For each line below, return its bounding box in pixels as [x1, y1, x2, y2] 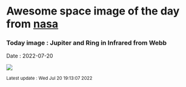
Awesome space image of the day [6, 4, 180, 18]
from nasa [6, 17, 59, 31]
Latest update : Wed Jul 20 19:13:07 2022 [6, 76, 93, 82]
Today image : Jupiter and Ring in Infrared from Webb [6, 39, 167, 47]
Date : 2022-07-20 [6, 53, 53, 60]
